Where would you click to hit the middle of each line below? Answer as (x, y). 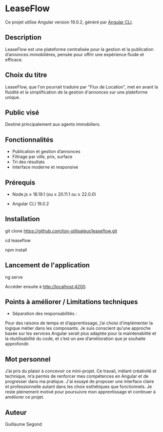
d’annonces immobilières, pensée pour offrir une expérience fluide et (74, 54)
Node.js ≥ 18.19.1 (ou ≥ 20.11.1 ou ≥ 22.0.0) (54, 194)
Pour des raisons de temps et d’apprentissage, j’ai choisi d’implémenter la (79, 323)
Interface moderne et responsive (45, 167)
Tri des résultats (28, 162)
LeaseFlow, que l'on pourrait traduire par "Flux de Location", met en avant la (82, 87)
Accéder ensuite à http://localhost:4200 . (46, 286)
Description (23, 37)
